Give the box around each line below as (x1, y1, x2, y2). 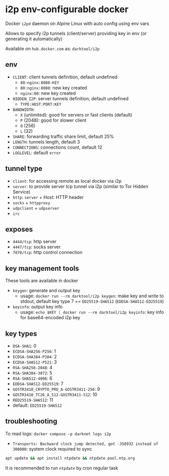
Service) (12, 188, 30, 194)
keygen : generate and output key (12, 288, 80, 294)
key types (5, 329, 37, 338)
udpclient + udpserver (12, 205, 59, 211)
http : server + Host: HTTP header (12, 194, 84, 200)
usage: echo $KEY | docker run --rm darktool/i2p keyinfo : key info (20, 309, 164, 315)
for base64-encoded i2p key (20, 315, 80, 321)
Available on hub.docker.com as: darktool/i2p (5, 45, 100, 51)
